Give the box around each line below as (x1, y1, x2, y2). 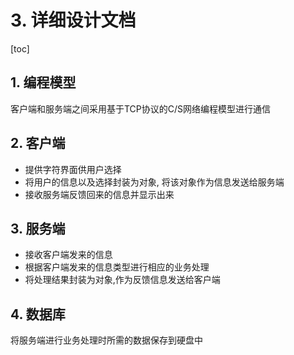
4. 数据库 (10, 306, 66, 323)
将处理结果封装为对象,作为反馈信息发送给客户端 (24, 274, 221, 286)
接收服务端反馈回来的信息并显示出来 (24, 188, 175, 200)
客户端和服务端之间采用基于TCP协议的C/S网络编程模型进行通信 (10, 102, 272, 115)
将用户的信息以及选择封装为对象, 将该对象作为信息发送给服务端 (24, 176, 285, 188)
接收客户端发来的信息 (24, 249, 113, 261)
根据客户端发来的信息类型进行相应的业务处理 (24, 261, 210, 273)
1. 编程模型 (10, 74, 77, 91)
